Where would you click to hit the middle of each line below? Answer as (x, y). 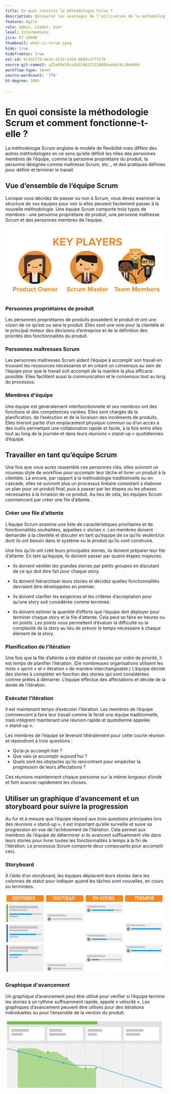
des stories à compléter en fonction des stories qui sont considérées (77, 674)
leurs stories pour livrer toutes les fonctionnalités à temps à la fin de (76, 841)
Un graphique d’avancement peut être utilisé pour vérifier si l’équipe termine (85, 996)
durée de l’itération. (26, 685)
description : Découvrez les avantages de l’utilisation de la (73, 16)
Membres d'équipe (29, 395)
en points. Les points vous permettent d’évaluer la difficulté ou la (80, 622)
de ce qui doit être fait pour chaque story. (56, 571)
